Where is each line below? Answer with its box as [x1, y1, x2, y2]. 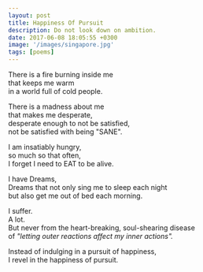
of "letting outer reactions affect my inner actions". [8, 232, 173, 240]
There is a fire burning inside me [8, 70, 114, 79]
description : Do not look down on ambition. [8, 26, 157, 34]
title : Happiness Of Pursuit [8, 19, 104, 27]
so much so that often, [8, 151, 81, 160]
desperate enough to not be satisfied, [8, 119, 131, 128]
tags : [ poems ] [8, 48, 55, 56]
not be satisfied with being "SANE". [8, 127, 123, 136]
